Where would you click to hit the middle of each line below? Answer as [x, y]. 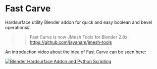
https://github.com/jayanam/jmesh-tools [71, 42]
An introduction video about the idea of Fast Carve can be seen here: [76, 52]
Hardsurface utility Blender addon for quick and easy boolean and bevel [78, 22]
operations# [18, 27]
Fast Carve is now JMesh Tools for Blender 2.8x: [79, 37]
